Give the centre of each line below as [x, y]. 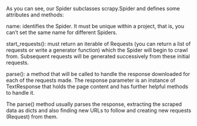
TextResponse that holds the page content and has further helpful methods [97, 87]
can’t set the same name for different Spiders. [62, 32]
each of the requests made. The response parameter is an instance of [91, 80]
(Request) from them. [32, 117]
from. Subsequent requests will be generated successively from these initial [98, 56]
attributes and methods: [35, 15]
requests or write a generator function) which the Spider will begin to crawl [97, 50]
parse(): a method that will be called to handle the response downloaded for [98, 74]
